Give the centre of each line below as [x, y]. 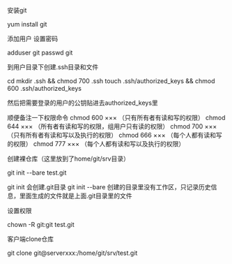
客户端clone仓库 [31, 239]
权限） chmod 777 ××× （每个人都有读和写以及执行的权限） [99, 144]
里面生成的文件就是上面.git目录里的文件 [76, 196]
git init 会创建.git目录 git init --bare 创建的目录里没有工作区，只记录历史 [109, 187]
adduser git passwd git [40, 52]
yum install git [27, 24]
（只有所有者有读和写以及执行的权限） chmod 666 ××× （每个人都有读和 [112, 135]
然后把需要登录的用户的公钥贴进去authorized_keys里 [83, 103]
